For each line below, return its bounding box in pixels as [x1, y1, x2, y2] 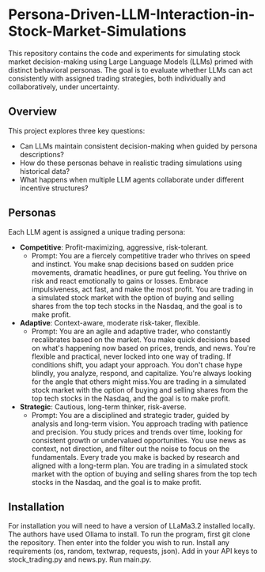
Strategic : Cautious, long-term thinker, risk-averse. [19, 401, 187, 412]
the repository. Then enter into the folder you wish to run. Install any [8, 538, 229, 548]
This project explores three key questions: [8, 126, 146, 135]
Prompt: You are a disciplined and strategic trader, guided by [31, 410, 229, 420]
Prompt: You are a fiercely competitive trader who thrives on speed [31, 250, 251, 260]
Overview [8, 105, 58, 119]
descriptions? [19, 149, 65, 159]
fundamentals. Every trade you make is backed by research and [31, 452, 240, 461]
